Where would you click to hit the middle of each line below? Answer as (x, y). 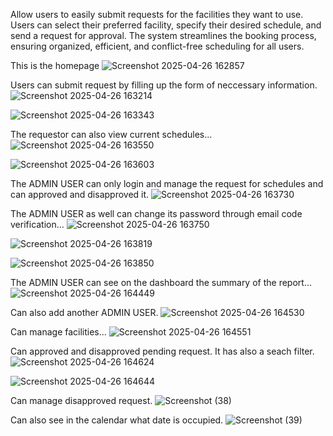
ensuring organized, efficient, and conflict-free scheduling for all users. (157, 46)
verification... (37, 224)
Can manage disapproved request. (81, 400)
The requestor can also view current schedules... (111, 134)
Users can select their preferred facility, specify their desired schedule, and (166, 25)
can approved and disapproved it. (80, 194)
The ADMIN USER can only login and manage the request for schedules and (167, 183)
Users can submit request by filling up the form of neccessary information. (164, 85)
